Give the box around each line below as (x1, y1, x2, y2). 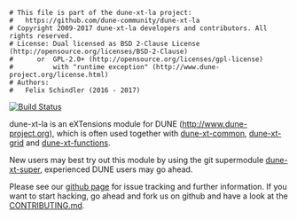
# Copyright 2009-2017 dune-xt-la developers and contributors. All (9, 24, 268, 33)
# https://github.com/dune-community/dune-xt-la (9, 16, 200, 25)
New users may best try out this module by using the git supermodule (9, 155, 264, 165)
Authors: (17, 78, 50, 87)
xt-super (9, 164, 41, 175)
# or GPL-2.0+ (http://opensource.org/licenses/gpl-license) (9, 55, 264, 64)
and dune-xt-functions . (25, 137, 111, 148)
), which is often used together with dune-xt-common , (49, 129, 247, 138)
